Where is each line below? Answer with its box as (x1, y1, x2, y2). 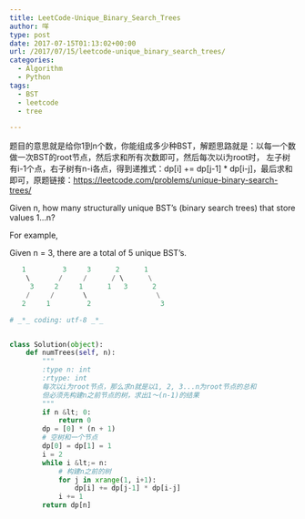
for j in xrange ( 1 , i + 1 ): (57, 475, 157, 484)
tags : (9, 81, 30, 90)
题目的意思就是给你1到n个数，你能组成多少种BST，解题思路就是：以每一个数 (9, 140, 297, 151)
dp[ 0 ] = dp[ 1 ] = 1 (42, 442, 112, 451)
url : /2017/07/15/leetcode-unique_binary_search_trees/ (9, 47, 226, 56)
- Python (17, 73, 51, 82)
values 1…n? (9, 212, 56, 223)
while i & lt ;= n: (42, 458, 107, 467)
